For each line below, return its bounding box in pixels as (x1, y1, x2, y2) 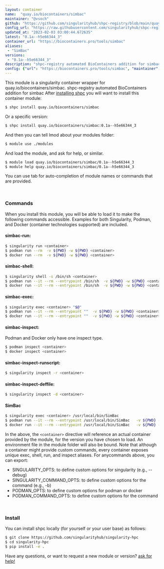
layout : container (5, 7, 42, 12)
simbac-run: (5, 233, 31, 239)
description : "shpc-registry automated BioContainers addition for (5, 62, 145, 67)
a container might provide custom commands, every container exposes (5, 447, 148, 453)
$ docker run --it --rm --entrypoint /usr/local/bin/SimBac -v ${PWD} (5, 423, 156, 428)
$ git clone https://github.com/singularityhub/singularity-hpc (5, 535, 139, 540)
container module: (5, 95, 42, 101)
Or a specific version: (5, 114, 48, 119)
